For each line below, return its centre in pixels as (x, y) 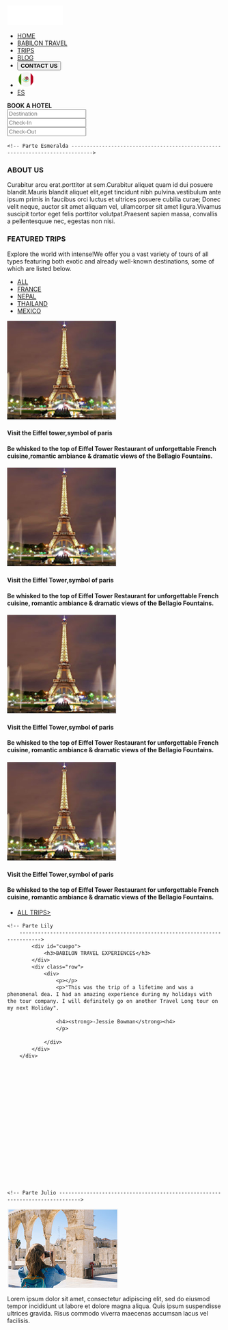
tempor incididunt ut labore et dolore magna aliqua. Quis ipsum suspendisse (114, 1306)
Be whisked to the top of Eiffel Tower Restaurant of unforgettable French (112, 448)
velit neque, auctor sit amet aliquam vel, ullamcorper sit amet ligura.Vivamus (114, 207)
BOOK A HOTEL (30, 105)
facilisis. (19, 1320)
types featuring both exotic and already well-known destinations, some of (111, 261)
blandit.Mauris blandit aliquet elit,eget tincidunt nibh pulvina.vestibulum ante (114, 192)
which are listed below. (39, 268)
